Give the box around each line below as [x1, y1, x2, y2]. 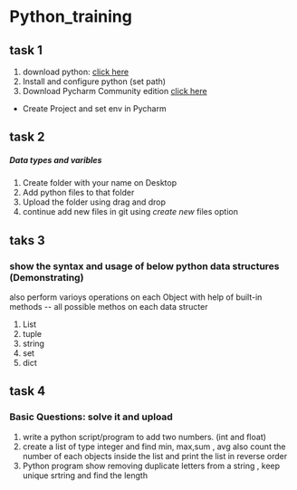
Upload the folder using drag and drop [22, 197, 166, 207]
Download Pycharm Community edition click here [22, 86, 207, 96]
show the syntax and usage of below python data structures [9, 260, 280, 273]
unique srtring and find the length [22, 469, 148, 481]
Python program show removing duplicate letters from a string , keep [22, 460, 281, 471]
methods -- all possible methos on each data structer [9, 302, 208, 312]
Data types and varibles [9, 154, 102, 165]
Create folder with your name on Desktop [22, 178, 177, 188]
